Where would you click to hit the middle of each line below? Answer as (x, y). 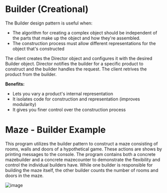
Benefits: (15, 84)
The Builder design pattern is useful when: (49, 23)
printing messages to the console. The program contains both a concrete (80, 154)
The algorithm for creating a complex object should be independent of (85, 32)
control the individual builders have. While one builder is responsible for (79, 165)
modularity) (24, 104)
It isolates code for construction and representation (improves (76, 99)
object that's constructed (38, 48)
